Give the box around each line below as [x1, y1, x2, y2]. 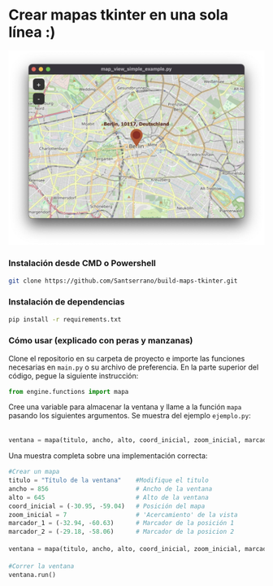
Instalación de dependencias [8, 295, 125, 307]
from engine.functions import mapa [8, 387, 129, 396]
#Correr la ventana [8, 562, 75, 571]
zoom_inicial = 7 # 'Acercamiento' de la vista [8, 510, 238, 518]
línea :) [8, 23, 56, 42]
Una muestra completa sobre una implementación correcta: [8, 451, 208, 461]
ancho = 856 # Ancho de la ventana [8, 484, 213, 493]
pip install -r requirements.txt [8, 316, 122, 324]
